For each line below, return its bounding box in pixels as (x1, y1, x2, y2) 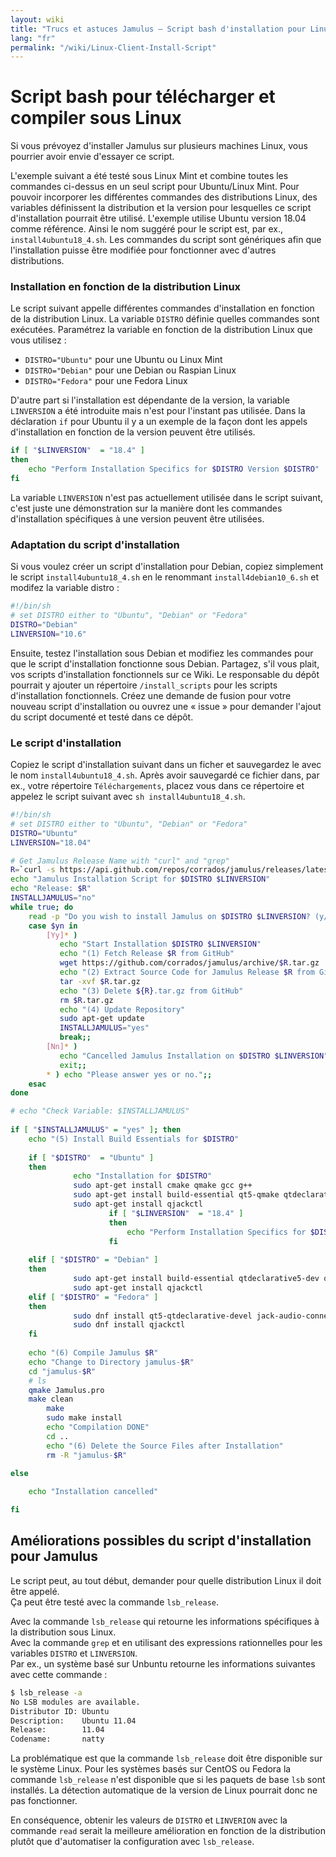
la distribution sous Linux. (10, 1626, 117, 1638)
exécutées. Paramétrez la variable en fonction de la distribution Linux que (10, 324, 313, 336)
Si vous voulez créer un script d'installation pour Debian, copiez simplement (10, 561, 324, 573)
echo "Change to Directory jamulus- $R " (28, 1357, 195, 1367)
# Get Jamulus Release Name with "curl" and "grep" (10, 856, 230, 866)
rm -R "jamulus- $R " (46, 1450, 128, 1460)
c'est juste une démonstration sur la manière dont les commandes (10, 502, 283, 514)
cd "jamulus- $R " (28, 1366, 97, 1376)
